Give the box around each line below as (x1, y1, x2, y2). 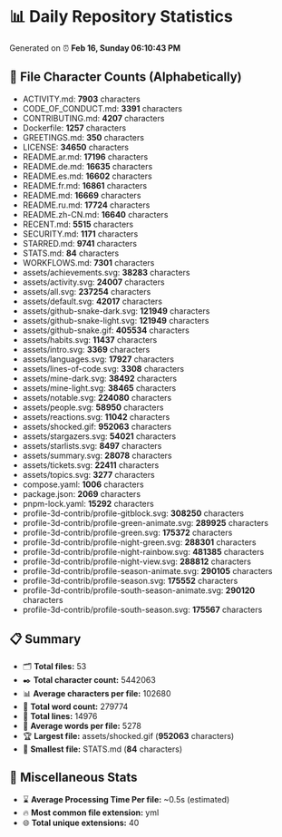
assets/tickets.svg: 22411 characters (22, 459, 160, 471)
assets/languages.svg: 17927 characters (22, 354, 175, 365)
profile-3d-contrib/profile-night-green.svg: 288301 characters (22, 536, 257, 548)
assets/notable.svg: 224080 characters (22, 392, 172, 403)
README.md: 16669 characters (22, 190, 141, 200)
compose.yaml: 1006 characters (22, 479, 144, 490)
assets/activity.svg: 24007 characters (22, 277, 165, 287)
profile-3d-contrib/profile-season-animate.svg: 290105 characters (22, 565, 274, 576)
